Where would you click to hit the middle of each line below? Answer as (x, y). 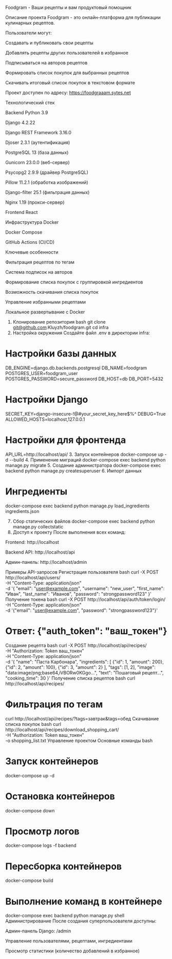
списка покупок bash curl (33, 724)
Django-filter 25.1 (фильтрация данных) (47, 192)
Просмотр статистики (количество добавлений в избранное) (73, 951)
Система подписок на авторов (39, 272)
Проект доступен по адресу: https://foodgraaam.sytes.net (68, 93)
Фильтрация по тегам (54, 704)
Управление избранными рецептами (46, 302)
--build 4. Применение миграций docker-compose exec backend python (88, 459)
